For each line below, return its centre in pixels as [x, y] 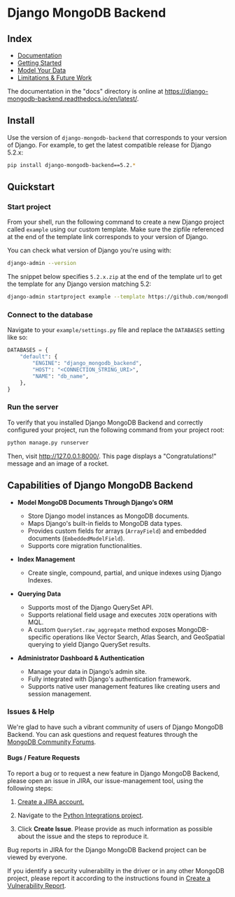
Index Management [46, 559]
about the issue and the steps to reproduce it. [83, 836]
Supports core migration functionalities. [85, 545]
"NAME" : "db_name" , [61, 376]
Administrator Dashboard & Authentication [81, 658]
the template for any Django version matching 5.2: [79, 284]
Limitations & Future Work [55, 78]
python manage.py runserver [48, 443]
